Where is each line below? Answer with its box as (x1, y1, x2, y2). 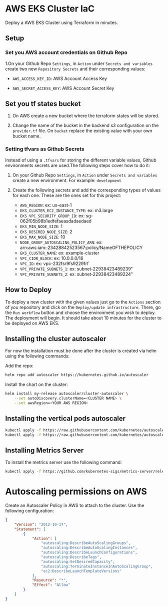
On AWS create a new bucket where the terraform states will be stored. (12, 113, 159, 119)
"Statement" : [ (14, 526, 46, 531)
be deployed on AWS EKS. (5, 320, 59, 326)
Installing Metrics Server (5, 446, 84, 454)
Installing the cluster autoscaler (5, 334, 106, 343)
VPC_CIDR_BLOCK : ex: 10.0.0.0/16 (19, 255, 83, 261)
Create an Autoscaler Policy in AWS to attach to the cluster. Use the (5, 502, 144, 508)
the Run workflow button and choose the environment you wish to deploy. (5, 309, 156, 315)
